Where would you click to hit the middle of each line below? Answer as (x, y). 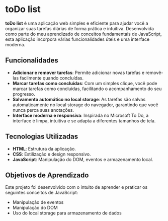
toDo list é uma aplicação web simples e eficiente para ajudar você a (77, 23)
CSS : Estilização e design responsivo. (52, 154)
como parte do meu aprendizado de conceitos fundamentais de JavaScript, (83, 34)
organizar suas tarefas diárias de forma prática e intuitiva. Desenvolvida (80, 28)
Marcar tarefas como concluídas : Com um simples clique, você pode (85, 83)
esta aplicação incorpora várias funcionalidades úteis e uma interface (77, 39)
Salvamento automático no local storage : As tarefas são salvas (79, 99)
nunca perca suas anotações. (43, 110)
